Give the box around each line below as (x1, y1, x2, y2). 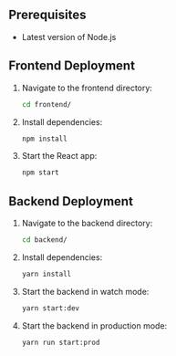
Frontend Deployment (8, 58, 136, 74)
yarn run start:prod (21, 338, 100, 347)
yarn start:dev (21, 303, 80, 313)
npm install (21, 134, 67, 143)
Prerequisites (8, 7, 87, 23)
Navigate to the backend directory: (21, 218, 153, 229)
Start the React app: (21, 151, 98, 162)
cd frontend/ (21, 99, 72, 109)
